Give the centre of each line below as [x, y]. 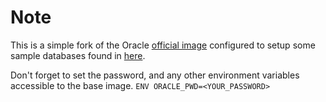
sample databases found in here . [78, 55]
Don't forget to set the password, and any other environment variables [155, 75]
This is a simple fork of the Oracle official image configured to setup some [163, 45]
